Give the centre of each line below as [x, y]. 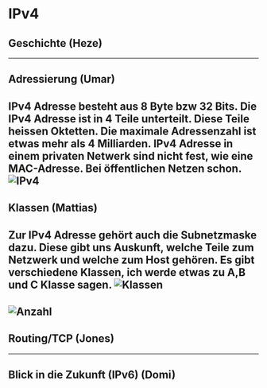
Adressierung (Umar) [62, 79]
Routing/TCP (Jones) [62, 339]
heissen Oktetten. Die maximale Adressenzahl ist [132, 131]
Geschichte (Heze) [56, 43]
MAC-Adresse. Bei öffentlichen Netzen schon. [125, 168]
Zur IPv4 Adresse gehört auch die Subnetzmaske [132, 235]
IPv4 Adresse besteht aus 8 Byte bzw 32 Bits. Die [133, 106]
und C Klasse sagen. [60, 284]
